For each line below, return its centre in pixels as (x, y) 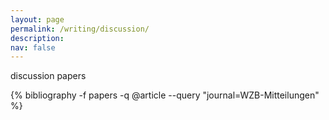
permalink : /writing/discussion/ (80, 29)
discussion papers (48, 76)
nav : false (33, 47)
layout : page (37, 19)
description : (37, 38)
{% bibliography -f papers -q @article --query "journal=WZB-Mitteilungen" (165, 95)
